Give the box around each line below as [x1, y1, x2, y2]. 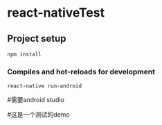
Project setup [7, 33, 67, 44]
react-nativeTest [7, 5, 105, 21]
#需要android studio [7, 96, 64, 104]
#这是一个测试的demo [7, 110, 71, 119]
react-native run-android [7, 83, 82, 90]
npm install [7, 51, 42, 58]
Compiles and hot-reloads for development [7, 67, 156, 76]
